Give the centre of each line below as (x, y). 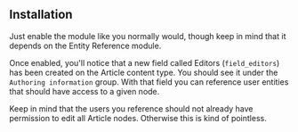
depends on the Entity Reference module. (85, 45)
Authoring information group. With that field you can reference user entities (149, 82)
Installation (41, 15)
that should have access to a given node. (85, 91)
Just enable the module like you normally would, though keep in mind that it (148, 36)
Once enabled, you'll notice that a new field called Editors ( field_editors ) (145, 62)
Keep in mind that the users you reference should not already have (131, 108)
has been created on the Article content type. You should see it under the (144, 72)
